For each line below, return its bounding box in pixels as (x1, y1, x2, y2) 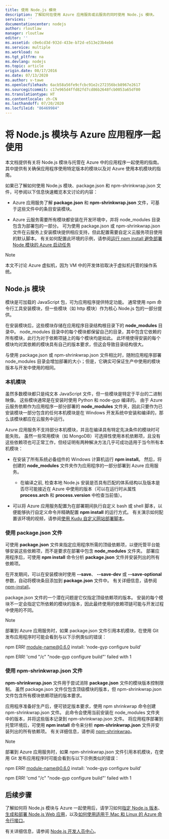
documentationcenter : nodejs (5, 21, 66, 27)
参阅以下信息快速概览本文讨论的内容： (18, 188, 98, 195)
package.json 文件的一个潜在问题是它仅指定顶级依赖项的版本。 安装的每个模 (5, 595, 163, 601)
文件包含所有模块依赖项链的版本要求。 (5, 692, 84, 698)
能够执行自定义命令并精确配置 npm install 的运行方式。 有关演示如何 (17, 509, 159, 515)
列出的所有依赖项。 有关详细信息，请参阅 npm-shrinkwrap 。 (9, 728, 135, 734)
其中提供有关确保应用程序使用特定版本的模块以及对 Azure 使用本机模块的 (5, 165, 157, 171)
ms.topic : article (5, 63, 44, 69)
